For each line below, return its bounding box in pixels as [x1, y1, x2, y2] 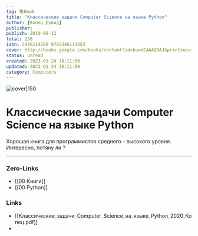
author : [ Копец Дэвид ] [6, 19, 62, 25]
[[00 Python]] [14, 184, 48, 191]
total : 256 [6, 36, 33, 42]
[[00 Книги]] [14, 178, 46, 185]
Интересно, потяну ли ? [6, 144, 66, 151]
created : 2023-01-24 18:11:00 [6, 58, 81, 64]
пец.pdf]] [14, 218, 38, 225]
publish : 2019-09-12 [6, 31, 57, 37]
